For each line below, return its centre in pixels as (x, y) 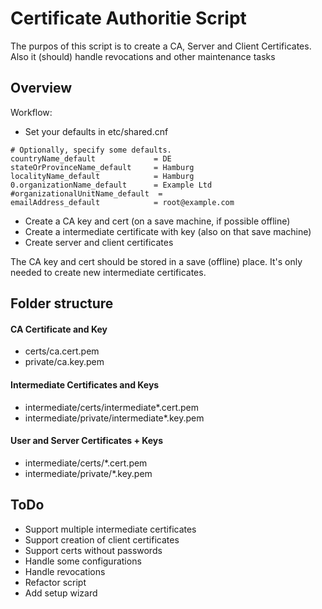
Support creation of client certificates (102, 539)
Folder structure (62, 303)
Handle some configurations (83, 561)
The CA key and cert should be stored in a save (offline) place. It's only (156, 261)
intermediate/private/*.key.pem (88, 473)
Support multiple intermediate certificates (110, 529)
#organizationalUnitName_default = (86, 193)
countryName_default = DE (91, 158)
